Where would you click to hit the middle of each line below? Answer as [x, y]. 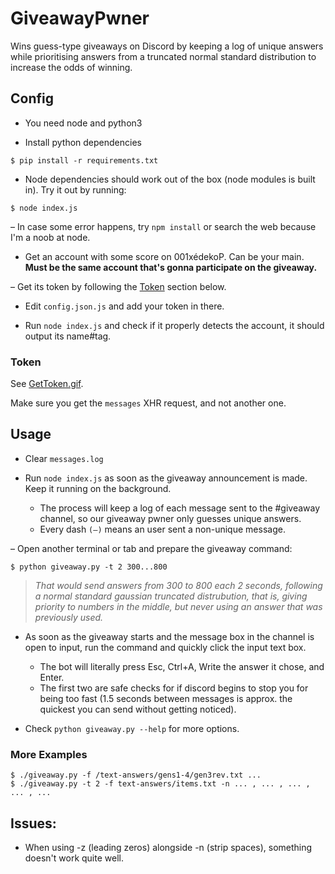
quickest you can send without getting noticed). [138, 709]
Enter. [52, 677]
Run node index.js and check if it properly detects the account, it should [174, 325]
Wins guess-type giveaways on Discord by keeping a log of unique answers [167, 46]
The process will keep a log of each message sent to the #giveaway [180, 508]
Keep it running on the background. [98, 488]
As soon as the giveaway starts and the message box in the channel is [169, 636]
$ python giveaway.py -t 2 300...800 [89, 567]
